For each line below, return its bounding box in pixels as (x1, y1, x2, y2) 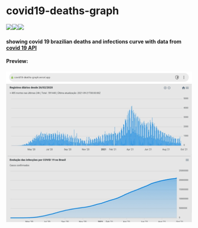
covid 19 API (6, 44, 37, 51)
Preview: (6, 58, 28, 65)
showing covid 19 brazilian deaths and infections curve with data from (6, 38, 181, 45)
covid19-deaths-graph (6, 4, 119, 18)
